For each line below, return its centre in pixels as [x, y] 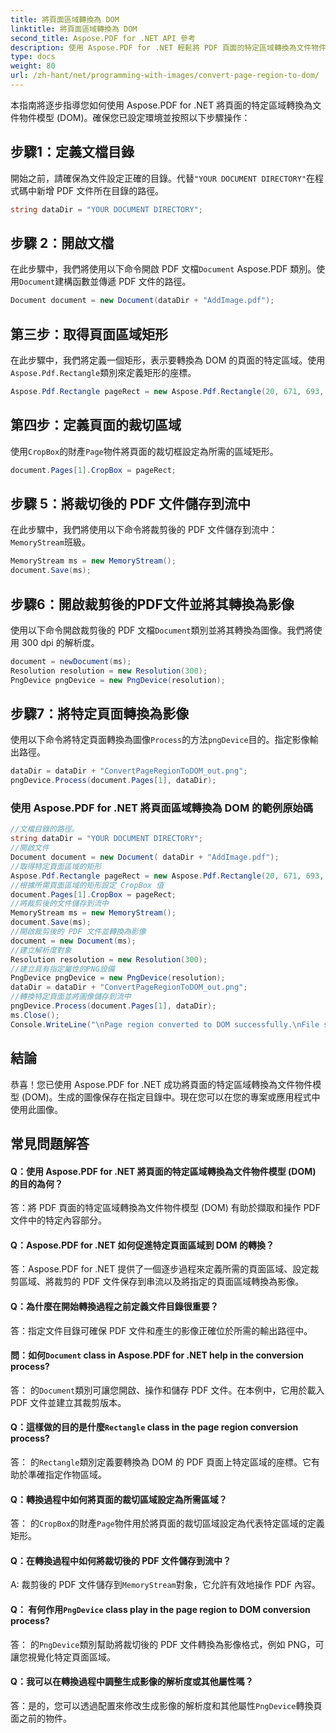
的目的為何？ [36, 1183]
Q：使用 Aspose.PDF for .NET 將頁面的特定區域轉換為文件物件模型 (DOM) [163, 1171]
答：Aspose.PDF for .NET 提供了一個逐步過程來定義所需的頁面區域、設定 [160, 1269]
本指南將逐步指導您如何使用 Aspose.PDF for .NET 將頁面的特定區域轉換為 [161, 105]
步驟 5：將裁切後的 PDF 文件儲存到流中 [131, 504]
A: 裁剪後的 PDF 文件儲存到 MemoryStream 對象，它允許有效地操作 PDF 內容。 [165, 1585]
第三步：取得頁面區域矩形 [89, 334]
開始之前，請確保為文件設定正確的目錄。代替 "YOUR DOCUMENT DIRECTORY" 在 [162, 178]
